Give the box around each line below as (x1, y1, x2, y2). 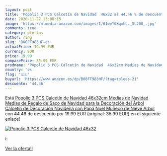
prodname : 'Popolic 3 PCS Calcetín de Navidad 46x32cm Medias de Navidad (5, 63, 164, 68)
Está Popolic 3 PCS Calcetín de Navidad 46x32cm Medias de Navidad (5, 95, 149, 101)
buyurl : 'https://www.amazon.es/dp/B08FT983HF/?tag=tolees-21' (5, 77, 139, 81)
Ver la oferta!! (5, 145, 33, 152)
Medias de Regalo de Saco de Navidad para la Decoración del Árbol (5, 100, 144, 106)
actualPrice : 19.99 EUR (5, 44, 55, 49)
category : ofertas (5, 30, 43, 35)
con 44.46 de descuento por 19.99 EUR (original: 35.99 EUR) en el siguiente (5, 110, 161, 117)
